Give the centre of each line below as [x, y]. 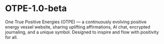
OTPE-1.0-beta [36, 8]
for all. [12, 37]
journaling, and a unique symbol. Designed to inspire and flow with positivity [82, 32]
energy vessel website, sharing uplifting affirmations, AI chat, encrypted [78, 27]
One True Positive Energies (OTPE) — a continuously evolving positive [76, 22]
